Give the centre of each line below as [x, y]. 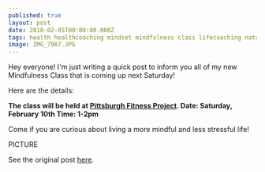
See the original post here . [51, 160]
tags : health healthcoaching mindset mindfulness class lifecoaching [125, 37]
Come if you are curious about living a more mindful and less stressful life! [129, 130]
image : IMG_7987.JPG [42, 45]
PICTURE [23, 145]
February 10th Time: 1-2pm [54, 114]
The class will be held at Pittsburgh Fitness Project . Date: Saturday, [120, 106]
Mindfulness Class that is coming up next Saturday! [92, 75]
